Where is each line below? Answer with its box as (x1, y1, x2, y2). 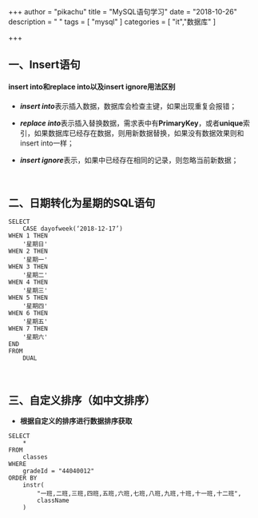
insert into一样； (19, 138, 74, 148)
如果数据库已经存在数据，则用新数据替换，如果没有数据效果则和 (34, 128, 244, 137)
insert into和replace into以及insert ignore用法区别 (8, 82, 176, 91)
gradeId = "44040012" (22, 467, 94, 476)
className (37, 496, 69, 505)
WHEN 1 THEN (8, 232, 48, 240)
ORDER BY (8, 474, 38, 482)
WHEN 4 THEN (8, 278, 48, 286)
